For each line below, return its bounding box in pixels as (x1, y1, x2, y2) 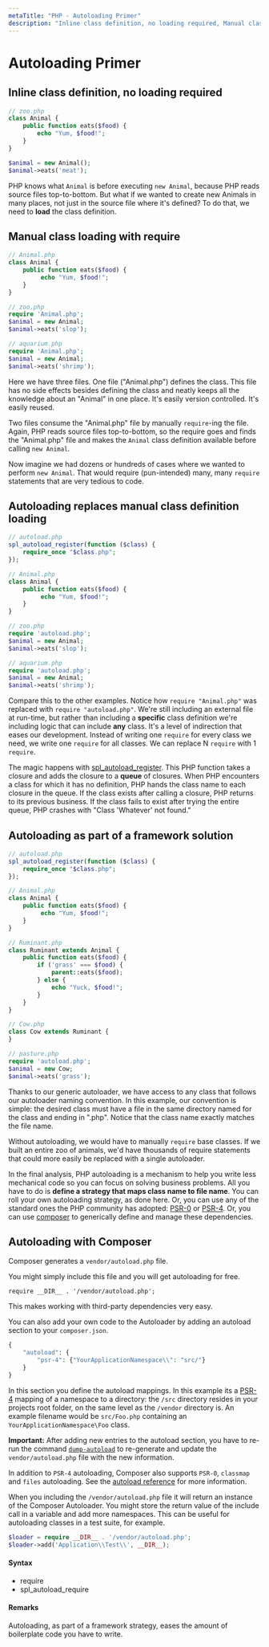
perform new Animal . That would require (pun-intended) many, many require (8, 468, 260, 477)
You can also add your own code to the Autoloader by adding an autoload (8, 1317, 251, 1326)
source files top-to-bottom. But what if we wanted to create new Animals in (8, 190, 256, 199)
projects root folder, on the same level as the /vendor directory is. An (8, 1403, 235, 1412)
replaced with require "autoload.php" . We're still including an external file (8, 705, 254, 714)
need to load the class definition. (8, 206, 117, 216)
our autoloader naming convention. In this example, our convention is (8, 1095, 237, 1105)
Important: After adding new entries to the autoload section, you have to (8, 1435, 248, 1445)
